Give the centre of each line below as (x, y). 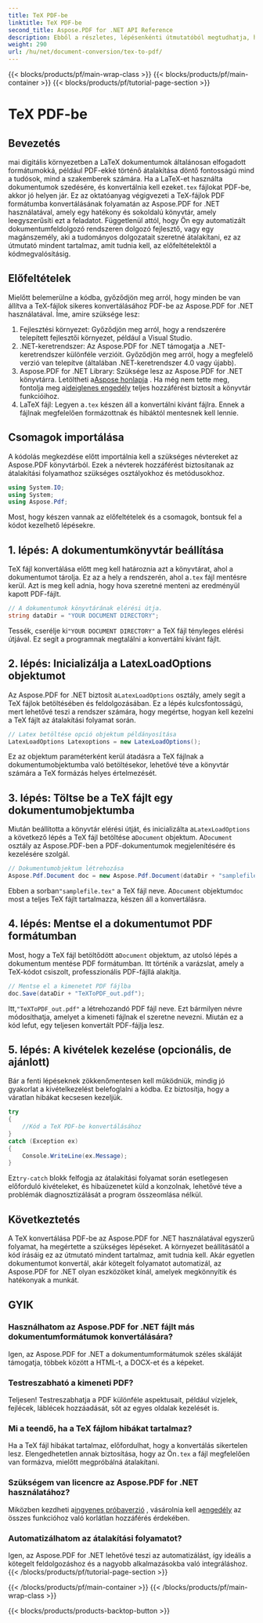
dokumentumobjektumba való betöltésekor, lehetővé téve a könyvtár (119, 765)
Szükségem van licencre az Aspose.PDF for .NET (103, 1482)
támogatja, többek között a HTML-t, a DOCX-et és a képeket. (106, 1362)
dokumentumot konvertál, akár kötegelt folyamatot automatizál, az (115, 1263)
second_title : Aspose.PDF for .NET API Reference (91, 30)
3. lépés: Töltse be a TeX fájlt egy (91, 798)
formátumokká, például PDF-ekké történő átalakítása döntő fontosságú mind (131, 170)
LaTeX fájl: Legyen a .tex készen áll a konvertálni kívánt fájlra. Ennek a (132, 404)
